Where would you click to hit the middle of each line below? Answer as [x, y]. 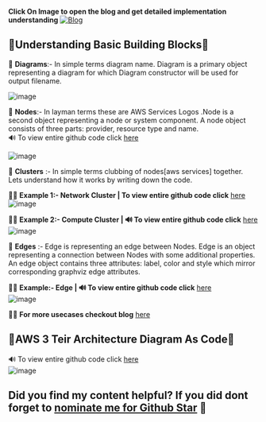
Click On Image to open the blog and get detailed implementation [118, 12]
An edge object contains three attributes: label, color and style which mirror [132, 263]
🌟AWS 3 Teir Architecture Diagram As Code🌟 [121, 340]
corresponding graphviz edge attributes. [74, 271]
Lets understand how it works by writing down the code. [100, 180]
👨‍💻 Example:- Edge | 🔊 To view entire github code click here [110, 287]
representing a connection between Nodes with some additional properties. [132, 254]
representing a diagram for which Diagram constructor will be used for [123, 72]
